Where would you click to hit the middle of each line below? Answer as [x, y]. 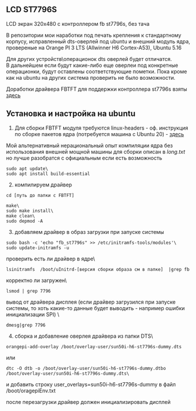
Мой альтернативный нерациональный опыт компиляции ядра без [90, 145]
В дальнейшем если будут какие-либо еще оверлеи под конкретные [92, 65]
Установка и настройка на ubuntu [71, 114]
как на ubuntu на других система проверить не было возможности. [91, 77]
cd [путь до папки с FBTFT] [40, 195]
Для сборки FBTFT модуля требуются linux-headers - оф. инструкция [101, 128]
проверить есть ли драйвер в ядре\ [51, 259]
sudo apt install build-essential [48, 174]
